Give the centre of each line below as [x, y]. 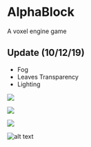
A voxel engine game [37, 31]
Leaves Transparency [48, 77]
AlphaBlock [41, 12]
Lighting [29, 84]
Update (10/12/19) [46, 53]
